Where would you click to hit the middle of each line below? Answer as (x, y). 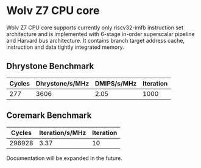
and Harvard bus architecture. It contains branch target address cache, (96, 40)
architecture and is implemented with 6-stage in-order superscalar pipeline (100, 34)
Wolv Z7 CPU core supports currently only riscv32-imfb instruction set (95, 27)
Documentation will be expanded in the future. (65, 158)
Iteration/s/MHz (63, 133)
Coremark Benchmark (49, 116)
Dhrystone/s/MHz (62, 83)
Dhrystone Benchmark (50, 66)
